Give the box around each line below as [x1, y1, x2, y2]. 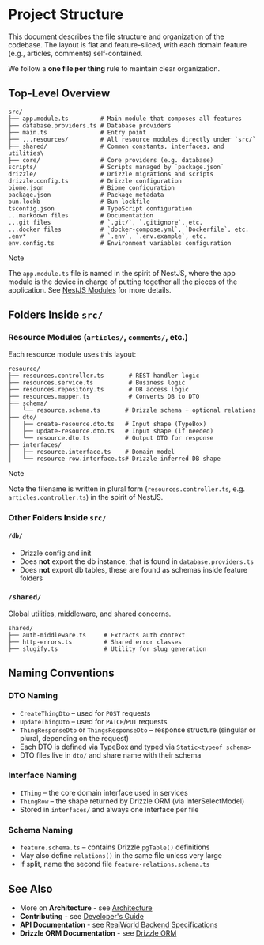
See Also [8, 882, 53, 895]
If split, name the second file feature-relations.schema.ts [19, 860, 210, 869]
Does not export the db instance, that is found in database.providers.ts [19, 556, 255, 566]
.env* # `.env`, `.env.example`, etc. [8, 232, 207, 240]
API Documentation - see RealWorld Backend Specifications [19, 920, 218, 929]
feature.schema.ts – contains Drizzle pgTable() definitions [19, 842, 210, 852]
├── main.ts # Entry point [8, 128, 147, 136]
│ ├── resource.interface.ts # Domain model [8, 448, 175, 456]
